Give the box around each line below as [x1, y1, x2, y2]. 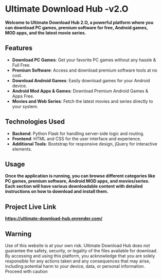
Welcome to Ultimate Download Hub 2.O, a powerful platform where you [5, 19, 154, 25]
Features [5, 44, 33, 52]
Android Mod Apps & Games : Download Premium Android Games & [12, 88, 148, 93]
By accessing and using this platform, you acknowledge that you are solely [5, 253, 155, 259]
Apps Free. [12, 93, 35, 99]
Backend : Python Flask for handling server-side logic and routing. [12, 130, 144, 136]
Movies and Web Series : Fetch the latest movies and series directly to [12, 98, 153, 104]
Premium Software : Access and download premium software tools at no [12, 67, 158, 73]
